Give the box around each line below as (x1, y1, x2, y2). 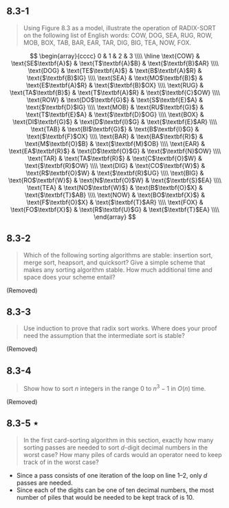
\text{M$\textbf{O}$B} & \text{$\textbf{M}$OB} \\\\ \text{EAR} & (24, 139, 206, 147)
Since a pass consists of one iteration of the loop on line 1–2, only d (16, 471, 208, 479)
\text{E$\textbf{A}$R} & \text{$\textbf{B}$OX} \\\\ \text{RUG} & (25, 81, 204, 89)
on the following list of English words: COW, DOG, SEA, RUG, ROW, (23, 31, 213, 39)
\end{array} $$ (93, 213, 137, 221)
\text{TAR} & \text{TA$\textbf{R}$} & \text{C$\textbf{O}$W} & (28, 154, 202, 162)
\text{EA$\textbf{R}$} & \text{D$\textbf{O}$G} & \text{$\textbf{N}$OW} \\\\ (8, 147, 221, 155)
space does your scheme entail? (23, 273, 116, 281)
